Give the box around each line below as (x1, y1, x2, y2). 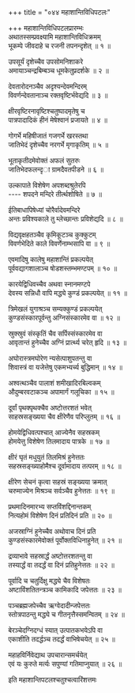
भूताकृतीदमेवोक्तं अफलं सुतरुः (8, 156, 81, 165)
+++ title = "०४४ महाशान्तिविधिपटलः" (8, 8, 111, 17)
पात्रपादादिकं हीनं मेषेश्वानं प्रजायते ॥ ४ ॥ (8, 116, 108, 124)
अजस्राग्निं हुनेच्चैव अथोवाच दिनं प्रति (8, 527, 96, 536)
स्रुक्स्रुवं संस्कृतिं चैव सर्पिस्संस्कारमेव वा (8, 329, 103, 338)
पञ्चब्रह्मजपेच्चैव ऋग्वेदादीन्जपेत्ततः (8, 601, 91, 610)
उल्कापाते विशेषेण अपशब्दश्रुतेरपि (8, 180, 86, 190)
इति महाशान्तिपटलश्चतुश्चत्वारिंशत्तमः (8, 675, 97, 684)
